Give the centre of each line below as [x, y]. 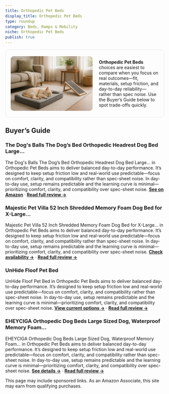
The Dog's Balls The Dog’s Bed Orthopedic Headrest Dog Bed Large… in [80, 162]
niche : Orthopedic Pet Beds [35, 32]
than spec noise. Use [134, 94]
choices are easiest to [122, 67]
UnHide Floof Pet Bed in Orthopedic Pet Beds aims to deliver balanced [78, 281]
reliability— [135, 89]
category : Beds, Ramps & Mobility [42, 27]
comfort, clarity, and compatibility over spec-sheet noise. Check [96, 252]
